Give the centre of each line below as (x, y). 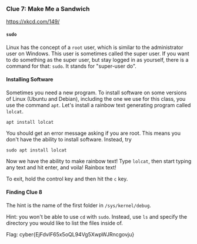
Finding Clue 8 (24, 192)
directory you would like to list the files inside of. (65, 223)
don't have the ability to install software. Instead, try (69, 139)
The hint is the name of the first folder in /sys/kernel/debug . (79, 205)
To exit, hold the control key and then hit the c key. (67, 179)
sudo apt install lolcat (36, 150)
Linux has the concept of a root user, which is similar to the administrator (95, 47)
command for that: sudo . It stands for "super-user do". (71, 66)
